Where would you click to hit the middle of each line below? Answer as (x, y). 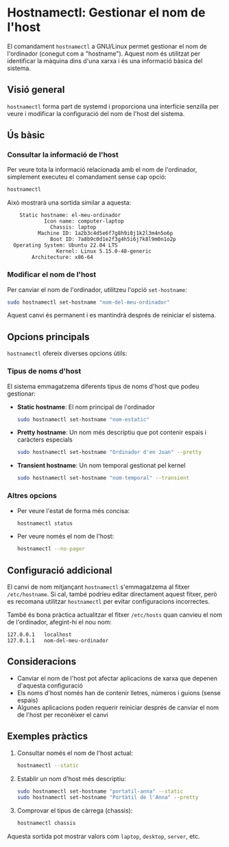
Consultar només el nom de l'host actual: (75, 753)
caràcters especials (45, 440)
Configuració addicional (60, 571)
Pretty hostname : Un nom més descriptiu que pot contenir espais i (112, 432)
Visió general (36, 90)
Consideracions (42, 662)
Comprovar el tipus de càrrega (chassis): (75, 811)
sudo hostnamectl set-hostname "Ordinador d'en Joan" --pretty (109, 452)
